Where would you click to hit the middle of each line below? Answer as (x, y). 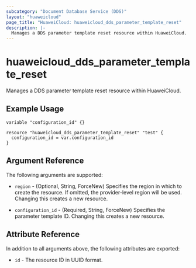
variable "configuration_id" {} (45, 122)
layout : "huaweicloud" (34, 17)
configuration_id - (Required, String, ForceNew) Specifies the (90, 210)
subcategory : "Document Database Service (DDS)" (66, 11)
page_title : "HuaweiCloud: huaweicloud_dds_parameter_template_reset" (94, 22)
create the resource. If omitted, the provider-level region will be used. (98, 192)
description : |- (26, 28)
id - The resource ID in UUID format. (59, 260)
